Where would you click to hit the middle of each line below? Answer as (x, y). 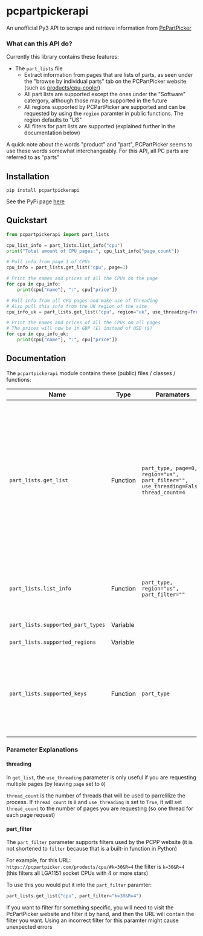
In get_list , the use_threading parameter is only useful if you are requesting (101, 777)
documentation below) (52, 133)
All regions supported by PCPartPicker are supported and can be (105, 107)
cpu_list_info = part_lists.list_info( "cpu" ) (64, 245)
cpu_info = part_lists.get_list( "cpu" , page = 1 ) (67, 267)
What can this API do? (39, 44)
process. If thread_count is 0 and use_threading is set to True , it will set (94, 802)
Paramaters (173, 394)
